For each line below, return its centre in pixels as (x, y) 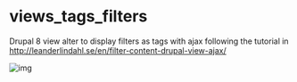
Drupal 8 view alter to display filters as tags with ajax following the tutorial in (149, 41)
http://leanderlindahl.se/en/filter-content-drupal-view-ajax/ (118, 50)
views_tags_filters (78, 16)
